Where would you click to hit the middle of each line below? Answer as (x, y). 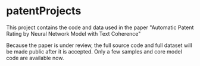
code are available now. (35, 58)
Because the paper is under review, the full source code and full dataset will (99, 45)
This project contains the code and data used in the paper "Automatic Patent (100, 27)
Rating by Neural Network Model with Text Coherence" (74, 33)
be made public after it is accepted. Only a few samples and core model (94, 51)
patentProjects (44, 11)
